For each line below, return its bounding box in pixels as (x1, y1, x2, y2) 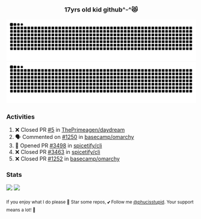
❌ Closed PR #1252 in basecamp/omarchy (14, 155, 120, 162)
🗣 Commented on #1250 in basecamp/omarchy (14, 134, 134, 141)
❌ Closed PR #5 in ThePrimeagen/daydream (14, 126, 125, 134)
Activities (6, 113, 35, 121)
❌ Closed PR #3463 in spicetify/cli (14, 149, 100, 156)
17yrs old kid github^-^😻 (64, 5, 138, 14)
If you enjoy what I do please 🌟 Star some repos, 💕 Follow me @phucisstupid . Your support (6, 199, 194, 205)
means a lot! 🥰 (6, 207, 36, 213)
